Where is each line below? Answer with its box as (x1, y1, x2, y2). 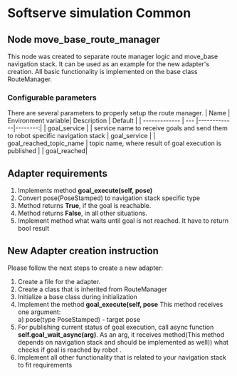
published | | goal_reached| (7, 147, 88, 155)
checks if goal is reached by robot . (17, 345, 122, 354)
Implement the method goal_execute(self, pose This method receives (17, 300, 223, 308)
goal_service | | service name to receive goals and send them (47, 124, 228, 132)
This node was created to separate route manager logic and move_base (7, 52, 218, 61)
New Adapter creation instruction (7, 244, 159, 257)
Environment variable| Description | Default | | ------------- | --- (7, 116, 195, 125)
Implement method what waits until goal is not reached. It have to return (17, 216, 229, 225)
